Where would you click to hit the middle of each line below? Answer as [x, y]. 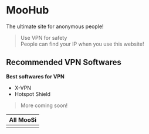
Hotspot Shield [33, 94]
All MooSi [23, 119]
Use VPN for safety [44, 37]
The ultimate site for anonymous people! [55, 26]
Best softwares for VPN [35, 76]
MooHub [28, 10]
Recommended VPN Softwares [64, 62]
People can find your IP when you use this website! [82, 44]
